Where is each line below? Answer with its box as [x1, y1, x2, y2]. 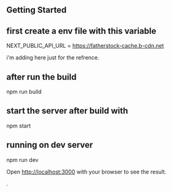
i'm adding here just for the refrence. [6, 54, 100, 61]
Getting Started [6, 5, 67, 15]
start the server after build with [6, 106, 128, 116]
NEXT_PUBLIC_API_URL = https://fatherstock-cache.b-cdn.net [6, 42, 164, 50]
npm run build [6, 88, 42, 96]
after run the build [6, 72, 77, 82]
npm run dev [6, 156, 39, 163]
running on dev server [6, 140, 93, 150]
